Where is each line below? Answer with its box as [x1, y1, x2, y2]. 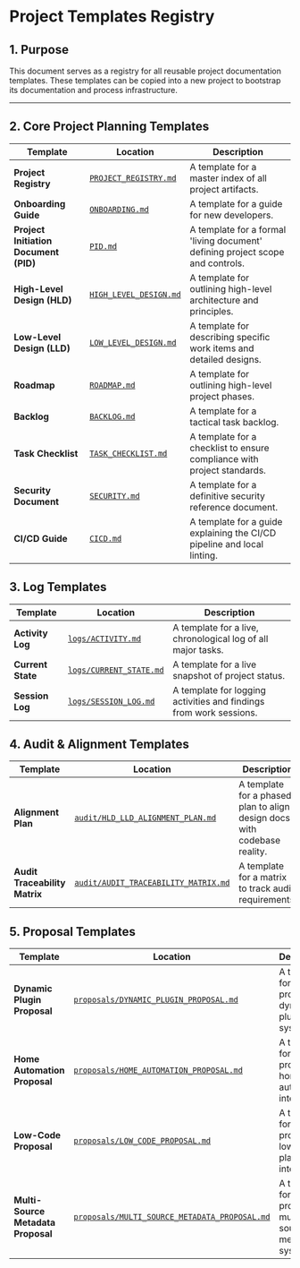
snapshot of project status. [172, 669, 286, 681]
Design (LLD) [13, 342, 71, 355]
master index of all [189, 172, 268, 184]
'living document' [189, 235, 263, 247]
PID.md [88, 241, 118, 252]
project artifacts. [189, 183, 259, 195]
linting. [189, 549, 219, 561]
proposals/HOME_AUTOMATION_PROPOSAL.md [73, 1066, 244, 1075]
